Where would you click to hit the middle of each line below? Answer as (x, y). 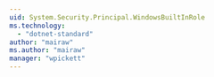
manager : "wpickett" (48, 58)
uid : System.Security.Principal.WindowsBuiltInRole (107, 17)
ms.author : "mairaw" (48, 50)
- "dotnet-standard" (55, 34)
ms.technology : (37, 26)
